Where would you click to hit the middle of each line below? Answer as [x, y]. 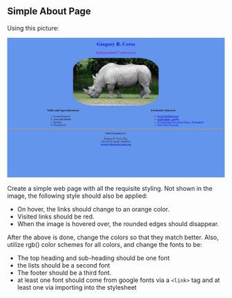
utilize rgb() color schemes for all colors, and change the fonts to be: [105, 245]
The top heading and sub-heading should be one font [93, 258]
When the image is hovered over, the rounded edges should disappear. [118, 224]
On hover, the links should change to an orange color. [93, 209]
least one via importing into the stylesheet [77, 288]
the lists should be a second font [64, 266]
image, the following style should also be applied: [78, 196]
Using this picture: [33, 28]
